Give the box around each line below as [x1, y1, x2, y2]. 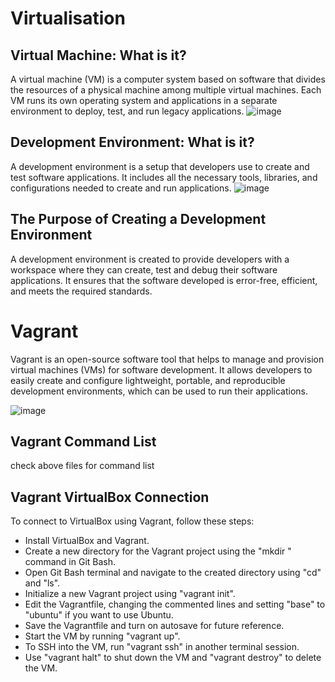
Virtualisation [10, 7, 126, 30]
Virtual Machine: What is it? [10, 47, 187, 64]
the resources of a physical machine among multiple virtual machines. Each [10, 84, 322, 96]
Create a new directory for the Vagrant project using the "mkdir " [24, 545, 292, 557]
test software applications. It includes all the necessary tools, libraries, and [10, 171, 318, 183]
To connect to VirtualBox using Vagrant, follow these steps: [10, 515, 255, 527]
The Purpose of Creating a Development [10, 211, 267, 228]
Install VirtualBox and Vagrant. [24, 535, 150, 547]
